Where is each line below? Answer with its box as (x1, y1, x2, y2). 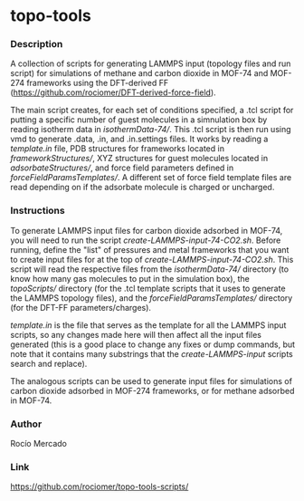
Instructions (10, 205, 66, 217)
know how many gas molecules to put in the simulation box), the (10, 273, 250, 284)
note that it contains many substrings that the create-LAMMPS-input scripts (10, 348, 293, 359)
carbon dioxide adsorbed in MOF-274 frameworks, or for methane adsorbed (10, 385, 295, 396)
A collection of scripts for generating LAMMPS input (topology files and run (10, 58, 291, 69)
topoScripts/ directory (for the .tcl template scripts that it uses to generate (10, 283, 286, 294)
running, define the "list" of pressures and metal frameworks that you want (10, 244, 290, 255)
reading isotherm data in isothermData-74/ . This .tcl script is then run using (10, 124, 292, 135)
